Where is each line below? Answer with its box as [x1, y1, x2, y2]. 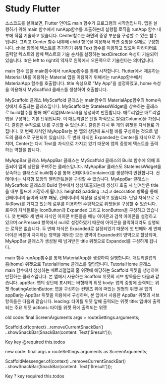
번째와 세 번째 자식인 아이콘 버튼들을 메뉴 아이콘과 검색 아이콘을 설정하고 [16, 213, 157, 219]
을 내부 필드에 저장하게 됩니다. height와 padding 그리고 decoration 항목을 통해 [5, 188, 158, 194]
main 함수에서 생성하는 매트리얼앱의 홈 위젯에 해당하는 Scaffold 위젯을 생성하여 [5, 267, 159, 273]
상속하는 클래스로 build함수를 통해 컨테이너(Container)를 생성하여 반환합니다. [5, 169, 155, 175]
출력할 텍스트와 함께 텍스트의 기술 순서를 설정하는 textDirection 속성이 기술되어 [5, 51, 159, 57]
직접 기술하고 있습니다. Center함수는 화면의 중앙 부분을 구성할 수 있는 [14, 32, 149, 38]
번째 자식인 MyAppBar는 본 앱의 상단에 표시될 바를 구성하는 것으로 [24, 128, 153, 134]
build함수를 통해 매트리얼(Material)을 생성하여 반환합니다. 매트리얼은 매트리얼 [10, 109, 161, 115]
